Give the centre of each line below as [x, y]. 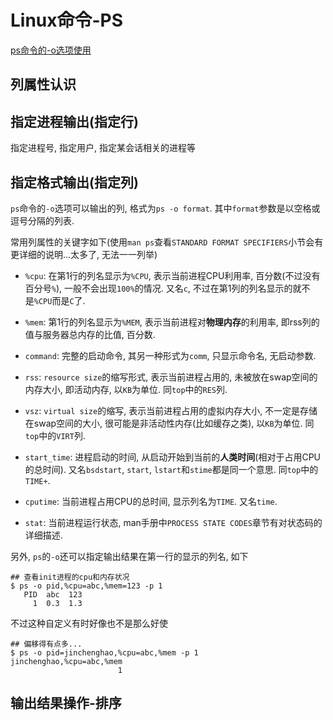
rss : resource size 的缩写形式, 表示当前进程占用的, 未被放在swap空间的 [171, 377]
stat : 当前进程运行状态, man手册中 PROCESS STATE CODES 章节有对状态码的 [173, 522]
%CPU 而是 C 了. [59, 300]
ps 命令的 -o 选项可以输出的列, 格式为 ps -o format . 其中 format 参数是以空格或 [165, 208]
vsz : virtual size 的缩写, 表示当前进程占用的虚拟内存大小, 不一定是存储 [171, 410]
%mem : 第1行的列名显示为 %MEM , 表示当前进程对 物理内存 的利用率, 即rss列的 [172, 322]
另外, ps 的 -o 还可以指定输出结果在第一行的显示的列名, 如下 [129, 556]
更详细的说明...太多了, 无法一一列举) [84, 254]
